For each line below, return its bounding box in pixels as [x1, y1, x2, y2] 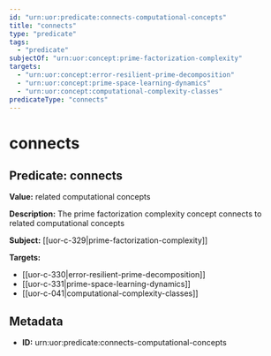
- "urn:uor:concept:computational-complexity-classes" [17, 87, 223, 95]
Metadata [9, 314, 64, 329]
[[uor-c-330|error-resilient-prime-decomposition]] [21, 269, 206, 280]
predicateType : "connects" [9, 95, 109, 104]
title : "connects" [9, 21, 77, 30]
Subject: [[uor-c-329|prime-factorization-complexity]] [9, 235, 208, 246]
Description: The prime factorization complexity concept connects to [9, 208, 262, 219]
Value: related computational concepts [9, 192, 151, 202]
